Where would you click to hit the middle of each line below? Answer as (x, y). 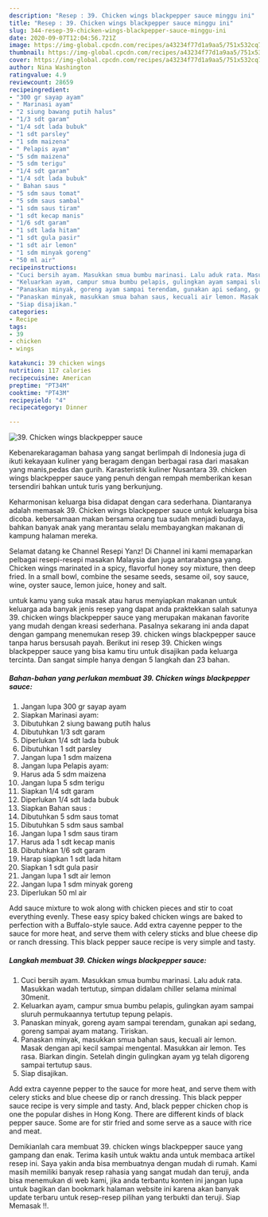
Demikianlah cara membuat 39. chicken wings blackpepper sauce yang (126, 1147)
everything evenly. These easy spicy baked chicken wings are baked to (126, 917)
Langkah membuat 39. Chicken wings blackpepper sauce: (108, 960)
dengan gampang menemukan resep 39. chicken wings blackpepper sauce (132, 635)
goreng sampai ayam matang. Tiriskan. (84, 1031)
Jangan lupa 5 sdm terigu (62, 783)
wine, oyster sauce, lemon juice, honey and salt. (88, 585)
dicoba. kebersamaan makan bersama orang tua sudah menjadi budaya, (127, 519)
